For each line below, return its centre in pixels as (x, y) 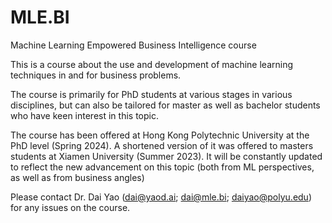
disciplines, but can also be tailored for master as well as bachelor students (165, 105)
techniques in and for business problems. (96, 75)
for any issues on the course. (70, 207)
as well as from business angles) (77, 177)
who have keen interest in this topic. (84, 115)
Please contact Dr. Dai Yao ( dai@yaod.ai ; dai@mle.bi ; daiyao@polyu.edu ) (161, 197)
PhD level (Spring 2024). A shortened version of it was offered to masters (162, 145)
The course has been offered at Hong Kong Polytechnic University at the (160, 135)
